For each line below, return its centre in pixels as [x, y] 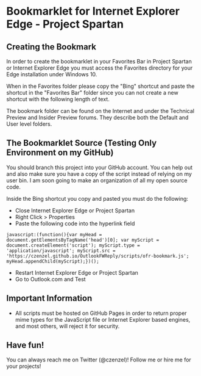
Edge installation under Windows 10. [52, 74]
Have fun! [25, 345]
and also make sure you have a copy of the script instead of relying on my [99, 174]
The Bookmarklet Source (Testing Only [82, 143]
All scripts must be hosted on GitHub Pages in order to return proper [101, 313]
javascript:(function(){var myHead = [54, 234]
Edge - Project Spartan [65, 24]
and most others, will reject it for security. [67, 326]
